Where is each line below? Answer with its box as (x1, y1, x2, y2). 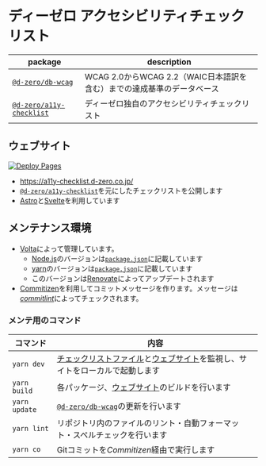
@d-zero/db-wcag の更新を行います (56, 400, 181, 411)
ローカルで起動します (80, 364, 161, 375)
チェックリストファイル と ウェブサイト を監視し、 (56, 352, 240, 364)
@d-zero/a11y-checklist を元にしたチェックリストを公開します (19, 186, 223, 195)
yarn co (12, 445, 41, 453)
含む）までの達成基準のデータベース (84, 83, 219, 94)
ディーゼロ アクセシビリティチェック (8, 7, 245, 25)
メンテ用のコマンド (8, 315, 82, 326)
